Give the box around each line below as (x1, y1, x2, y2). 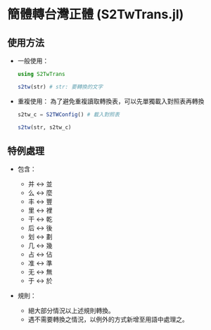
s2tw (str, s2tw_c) (17, 124, 72, 131)
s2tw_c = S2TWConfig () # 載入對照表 (17, 110, 120, 118)
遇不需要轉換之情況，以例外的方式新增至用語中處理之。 (27, 315, 188, 324)
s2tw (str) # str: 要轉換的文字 (17, 83, 103, 90)
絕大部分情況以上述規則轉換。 (27, 307, 115, 315)
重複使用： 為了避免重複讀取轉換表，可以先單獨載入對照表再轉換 (17, 96, 205, 106)
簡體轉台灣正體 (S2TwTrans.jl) (7, 6, 184, 23)
